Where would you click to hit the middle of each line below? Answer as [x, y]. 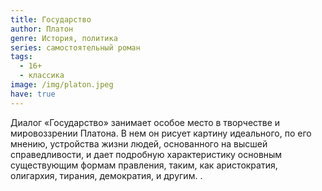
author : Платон [42, 29]
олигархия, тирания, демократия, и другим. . [106, 175]
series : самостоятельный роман [75, 47]
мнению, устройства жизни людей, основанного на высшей [139, 143]
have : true [33, 94]
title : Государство [51, 19]
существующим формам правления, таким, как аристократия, [144, 165]
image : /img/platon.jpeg [62, 85]
